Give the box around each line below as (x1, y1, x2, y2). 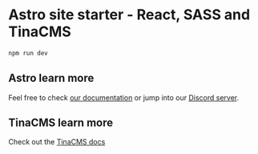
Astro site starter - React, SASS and (8, 6, 251, 24)
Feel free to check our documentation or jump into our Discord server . (8, 92, 240, 102)
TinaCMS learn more (8, 116, 114, 130)
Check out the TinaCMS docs (8, 137, 106, 147)
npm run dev (8, 49, 48, 57)
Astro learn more (8, 71, 95, 85)
